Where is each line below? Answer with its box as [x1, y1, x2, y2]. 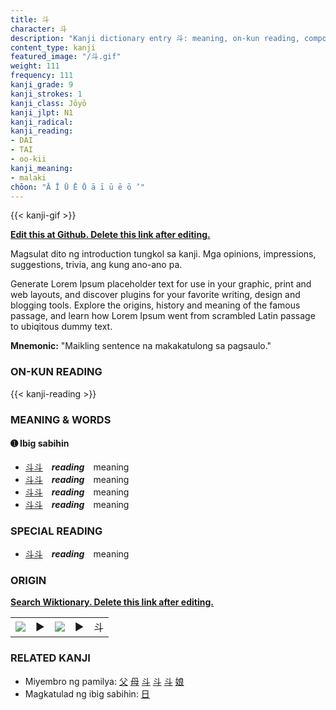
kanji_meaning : [10, 163, 74, 173]
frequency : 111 [10, 71, 74, 81]
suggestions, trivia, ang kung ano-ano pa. [10, 259, 183, 271]
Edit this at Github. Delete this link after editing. [10, 229, 211, 241]
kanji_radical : [10, 117, 74, 127]
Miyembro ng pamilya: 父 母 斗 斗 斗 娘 [24, 675, 185, 687]
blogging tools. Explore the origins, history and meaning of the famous [10, 299, 301, 311]
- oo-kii [10, 154, 47, 164]
